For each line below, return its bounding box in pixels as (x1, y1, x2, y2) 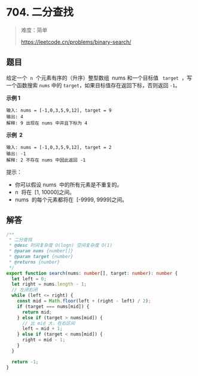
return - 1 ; (11, 359, 39, 365)
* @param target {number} (8, 253, 74, 260)
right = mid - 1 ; (22, 337, 66, 343)
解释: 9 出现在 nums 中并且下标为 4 (6, 120, 88, 126)
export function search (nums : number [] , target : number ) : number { (6, 270, 178, 276)
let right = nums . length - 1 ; (11, 282, 87, 288)
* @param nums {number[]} (8, 248, 74, 254)
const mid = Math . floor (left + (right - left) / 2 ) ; (17, 298, 151, 304)
